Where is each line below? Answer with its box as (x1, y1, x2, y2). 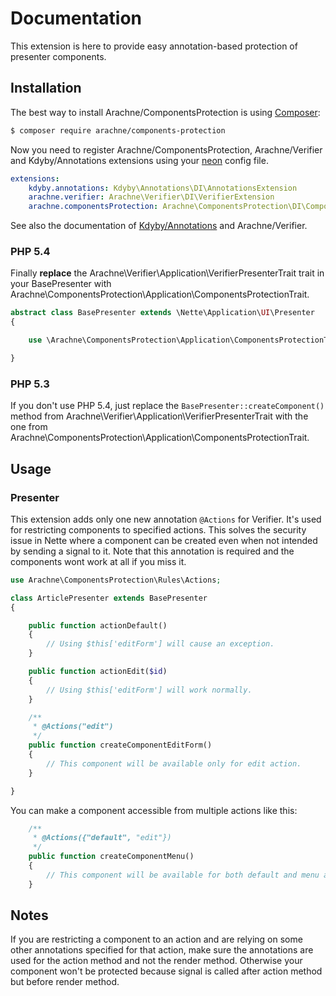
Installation (10, 80, 82, 97)
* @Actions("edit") (32, 722, 114, 732)
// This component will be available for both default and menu (46, 870, 320, 880)
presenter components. (10, 50, 107, 62)
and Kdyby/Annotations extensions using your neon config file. (10, 154, 269, 166)
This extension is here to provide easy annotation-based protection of (10, 40, 298, 52)
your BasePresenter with (10, 278, 112, 290)
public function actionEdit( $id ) (28, 667, 168, 677)
